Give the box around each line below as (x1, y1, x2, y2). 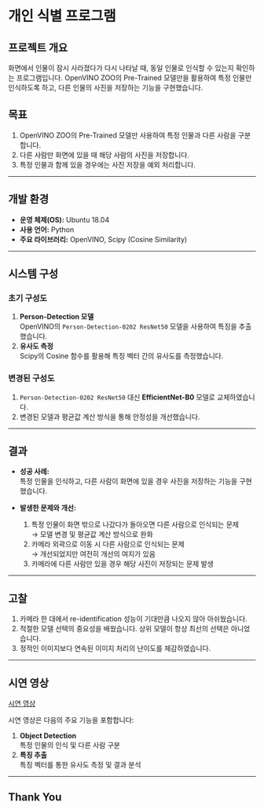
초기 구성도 (8, 292, 48, 303)
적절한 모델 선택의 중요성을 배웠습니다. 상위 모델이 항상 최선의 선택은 (19, 624, 229, 634)
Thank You (8, 791, 62, 804)
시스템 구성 (8, 267, 59, 281)
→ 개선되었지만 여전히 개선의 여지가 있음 (31, 550, 156, 559)
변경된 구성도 (8, 373, 55, 384)
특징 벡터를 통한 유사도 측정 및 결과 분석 (19, 760, 141, 770)
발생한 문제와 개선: (19, 503, 77, 513)
